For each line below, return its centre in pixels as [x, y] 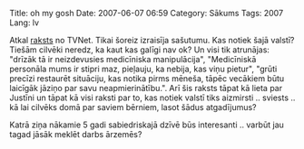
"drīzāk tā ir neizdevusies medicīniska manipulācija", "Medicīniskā [133, 59]
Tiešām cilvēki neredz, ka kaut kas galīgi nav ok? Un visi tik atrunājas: [140, 50]
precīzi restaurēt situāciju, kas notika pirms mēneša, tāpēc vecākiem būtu [147, 79]
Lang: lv [24, 23]
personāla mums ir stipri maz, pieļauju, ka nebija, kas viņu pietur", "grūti [143, 69]
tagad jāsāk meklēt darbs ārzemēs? [76, 134]
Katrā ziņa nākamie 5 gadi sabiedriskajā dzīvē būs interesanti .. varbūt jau [147, 125]
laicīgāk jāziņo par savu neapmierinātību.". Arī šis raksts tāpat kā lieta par [146, 88]
